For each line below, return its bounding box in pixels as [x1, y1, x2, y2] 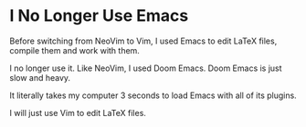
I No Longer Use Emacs [9, 5, 189, 26]
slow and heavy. [9, 72, 71, 83]
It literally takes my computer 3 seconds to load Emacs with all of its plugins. [9, 90, 297, 101]
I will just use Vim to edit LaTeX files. [9, 107, 146, 118]
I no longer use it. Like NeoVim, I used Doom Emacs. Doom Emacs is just [9, 63, 282, 73]
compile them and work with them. [9, 44, 140, 55]
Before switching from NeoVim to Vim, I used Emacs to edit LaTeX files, [9, 35, 278, 46]
